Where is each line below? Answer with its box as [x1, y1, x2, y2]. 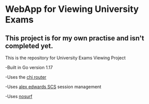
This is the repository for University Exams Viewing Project [5, 55, 126, 61]
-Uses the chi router [5, 74, 46, 80]
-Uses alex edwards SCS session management [5, 84, 102, 90]
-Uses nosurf [5, 94, 32, 99]
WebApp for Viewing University [5, 3, 139, 15]
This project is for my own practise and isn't [5, 34, 145, 42]
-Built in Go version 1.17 [5, 65, 53, 70]
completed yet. [5, 41, 53, 50]
